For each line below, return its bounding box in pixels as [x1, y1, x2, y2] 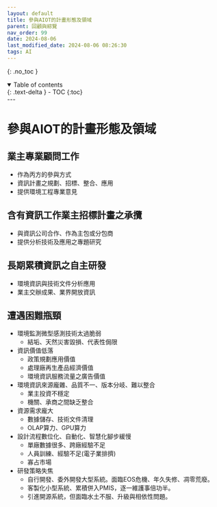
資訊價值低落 [16, 346, 53, 354]
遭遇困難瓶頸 [7, 310, 62, 322]
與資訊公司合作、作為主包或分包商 [16, 229, 114, 237]
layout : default [7, 10, 53, 17]
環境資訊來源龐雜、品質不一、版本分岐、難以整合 [16, 381, 155, 389]
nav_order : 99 [7, 29, 48, 36]
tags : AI [7, 49, 32, 56]
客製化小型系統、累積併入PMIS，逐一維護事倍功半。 [27, 484, 175, 492]
